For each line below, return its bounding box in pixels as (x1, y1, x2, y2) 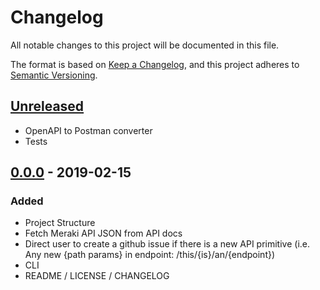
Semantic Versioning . (10, 69, 98, 81)
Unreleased (10, 98, 85, 115)
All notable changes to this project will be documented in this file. (10, 39, 280, 51)
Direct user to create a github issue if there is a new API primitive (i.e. (24, 238, 311, 250)
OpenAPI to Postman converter (24, 124, 153, 136)
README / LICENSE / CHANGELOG (24, 270, 170, 282)
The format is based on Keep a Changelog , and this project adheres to (10, 58, 300, 70)
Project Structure (24, 217, 96, 229)
